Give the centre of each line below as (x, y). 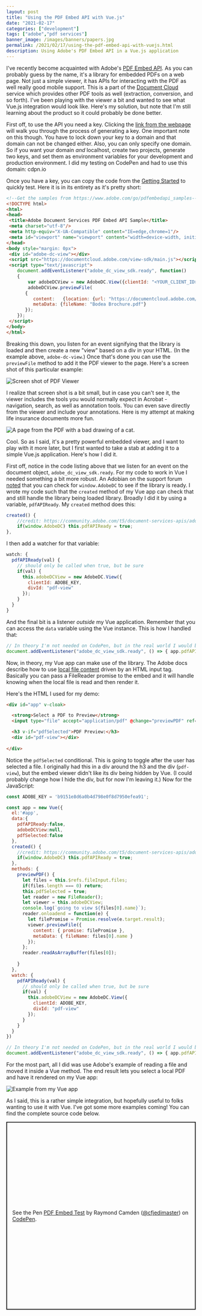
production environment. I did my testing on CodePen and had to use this (97, 162)
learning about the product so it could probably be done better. (84, 112)
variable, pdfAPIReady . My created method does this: (71, 504)
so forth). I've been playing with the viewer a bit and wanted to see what (96, 100)
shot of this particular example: (45, 369)
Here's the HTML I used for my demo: (53, 693)
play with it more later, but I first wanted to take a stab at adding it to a (93, 448)
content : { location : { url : (69, 299)
